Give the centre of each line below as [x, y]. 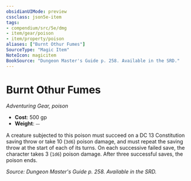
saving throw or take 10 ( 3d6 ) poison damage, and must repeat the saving [95, 142]
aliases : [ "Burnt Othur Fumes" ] [46, 45]
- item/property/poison [35, 39]
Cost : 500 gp [31, 118]
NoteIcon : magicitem [31, 55]
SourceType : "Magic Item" [38, 50]
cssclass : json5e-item [34, 17]
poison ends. [22, 160]
